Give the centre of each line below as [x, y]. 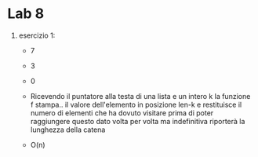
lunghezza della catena [68, 130]
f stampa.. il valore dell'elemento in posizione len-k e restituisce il [136, 104]
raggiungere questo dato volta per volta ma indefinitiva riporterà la [138, 121]
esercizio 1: [37, 35]
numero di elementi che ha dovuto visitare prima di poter [122, 113]
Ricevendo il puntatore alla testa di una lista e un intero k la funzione [140, 96]
